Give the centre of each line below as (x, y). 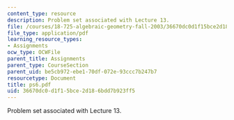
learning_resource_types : (45, 40)
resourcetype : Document (42, 78)
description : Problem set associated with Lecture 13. (88, 20)
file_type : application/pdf (48, 33)
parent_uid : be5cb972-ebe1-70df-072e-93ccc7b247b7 (82, 71)
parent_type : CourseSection (48, 65)
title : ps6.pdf (29, 85)
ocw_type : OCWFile (34, 53)
